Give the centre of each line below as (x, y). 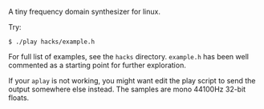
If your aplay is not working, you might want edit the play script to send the (132, 81)
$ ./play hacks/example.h (51, 42)
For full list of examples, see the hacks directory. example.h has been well (128, 57)
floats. (19, 98)
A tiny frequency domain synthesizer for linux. (84, 12)
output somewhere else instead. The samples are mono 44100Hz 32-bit (127, 89)
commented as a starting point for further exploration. (97, 65)
